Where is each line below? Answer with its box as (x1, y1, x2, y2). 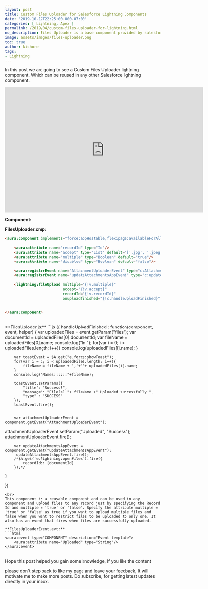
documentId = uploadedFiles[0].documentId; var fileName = (5, 334, 127, 340)
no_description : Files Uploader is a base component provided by (5, 30, 142, 35)
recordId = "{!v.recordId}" (62, 291, 116, 296)
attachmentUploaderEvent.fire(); (5, 434, 71, 440)
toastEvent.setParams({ (14, 381, 63, 386)
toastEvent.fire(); (14, 402, 54, 407)
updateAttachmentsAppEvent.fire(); (16, 452, 90, 457)
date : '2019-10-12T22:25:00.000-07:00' (5, 16, 87, 21)
